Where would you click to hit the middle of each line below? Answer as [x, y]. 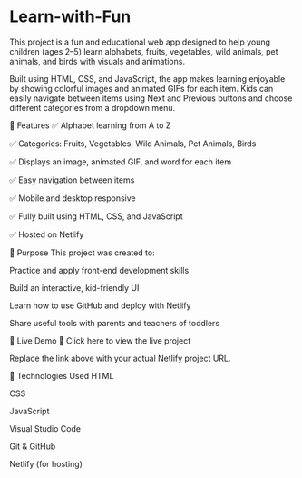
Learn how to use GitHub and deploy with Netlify [100, 305]
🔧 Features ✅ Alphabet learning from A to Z [90, 125]
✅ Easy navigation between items [72, 180]
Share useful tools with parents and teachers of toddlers [115, 323]
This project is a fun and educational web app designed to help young [140, 42]
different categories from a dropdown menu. [92, 107]
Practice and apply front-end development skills [99, 270]
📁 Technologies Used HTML [62, 375]
